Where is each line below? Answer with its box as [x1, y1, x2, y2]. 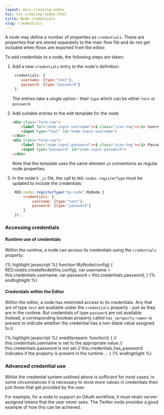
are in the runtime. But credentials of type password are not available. [5, 310, 143, 316]
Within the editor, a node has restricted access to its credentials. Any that [5, 300, 152, 305]
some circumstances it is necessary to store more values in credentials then [5, 379, 158, 385]
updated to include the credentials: [12, 180, 82, 186]
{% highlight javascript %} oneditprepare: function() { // [5, 335, 117, 341]
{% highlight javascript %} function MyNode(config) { [5, 262, 113, 268]
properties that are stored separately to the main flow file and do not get [5, 40, 150, 46]
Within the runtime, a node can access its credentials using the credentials [5, 247, 157, 253]
